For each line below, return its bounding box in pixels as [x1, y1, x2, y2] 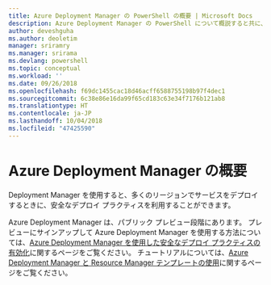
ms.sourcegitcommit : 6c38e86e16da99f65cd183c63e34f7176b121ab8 [8, 94, 226, 103]
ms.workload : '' [8, 72, 63, 80]
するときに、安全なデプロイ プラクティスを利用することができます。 [8, 199, 236, 210]
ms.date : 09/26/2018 [8, 79, 78, 87]
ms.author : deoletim [8, 34, 78, 43]
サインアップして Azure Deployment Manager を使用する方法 [35, 227, 240, 237]
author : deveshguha [8, 27, 74, 35]
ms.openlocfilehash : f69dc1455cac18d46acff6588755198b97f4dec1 [8, 86, 226, 95]
